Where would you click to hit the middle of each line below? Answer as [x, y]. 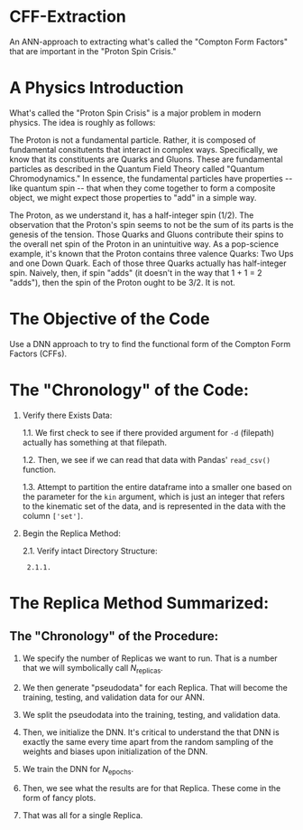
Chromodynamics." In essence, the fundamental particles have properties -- [151, 178]
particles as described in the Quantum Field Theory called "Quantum [137, 168]
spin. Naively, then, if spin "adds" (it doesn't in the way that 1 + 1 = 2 [136, 272]
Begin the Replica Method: [72, 533]
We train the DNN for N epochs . [78, 770]
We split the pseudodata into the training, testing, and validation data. [151, 714]
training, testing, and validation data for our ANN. [114, 697]
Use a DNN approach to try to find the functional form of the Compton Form [150, 344]
